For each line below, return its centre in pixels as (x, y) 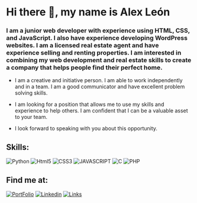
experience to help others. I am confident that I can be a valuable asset (101, 111)
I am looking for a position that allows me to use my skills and (89, 104)
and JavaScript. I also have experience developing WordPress (97, 38)
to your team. (31, 117)
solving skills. (31, 93)
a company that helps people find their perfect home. (84, 67)
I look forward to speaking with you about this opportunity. (86, 128)
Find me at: (27, 180)
